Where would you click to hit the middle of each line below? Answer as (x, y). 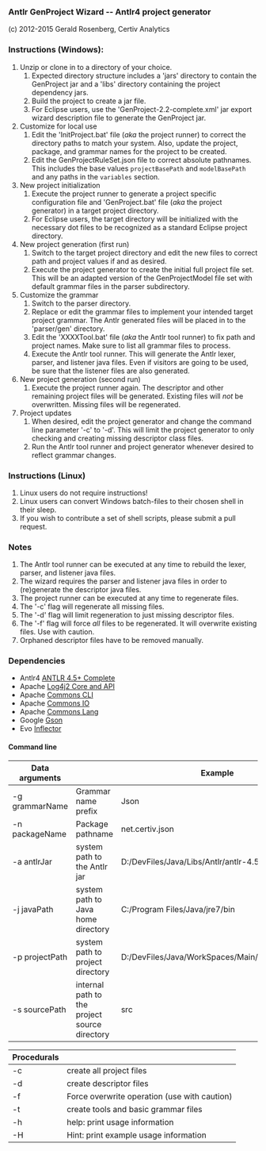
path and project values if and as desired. (99, 261)
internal (90, 984)
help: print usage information (120, 1122)
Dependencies (37, 661)
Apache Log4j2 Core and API (67, 687)
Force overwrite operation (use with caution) (150, 1096)
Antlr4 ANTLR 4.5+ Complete (67, 678)
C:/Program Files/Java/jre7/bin (178, 909)
